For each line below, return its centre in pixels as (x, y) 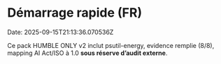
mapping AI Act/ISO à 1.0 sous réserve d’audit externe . (87, 53)
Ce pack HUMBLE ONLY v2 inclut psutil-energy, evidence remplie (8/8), (111, 45)
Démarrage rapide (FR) (74, 13)
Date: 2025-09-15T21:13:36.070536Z (60, 32)
